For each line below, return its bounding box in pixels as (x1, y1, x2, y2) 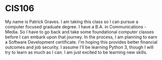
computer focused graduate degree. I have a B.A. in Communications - (5, 24, 146, 29)
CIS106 (5, 3, 35, 14)
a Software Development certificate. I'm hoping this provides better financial (5, 39, 158, 45)
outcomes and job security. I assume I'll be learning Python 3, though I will (5, 44, 154, 50)
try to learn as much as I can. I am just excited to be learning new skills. (5, 49, 148, 55)
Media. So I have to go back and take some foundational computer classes (5, 29, 154, 35)
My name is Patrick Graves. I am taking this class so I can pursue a (5, 19, 139, 24)
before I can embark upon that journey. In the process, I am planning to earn (5, 34, 158, 40)
